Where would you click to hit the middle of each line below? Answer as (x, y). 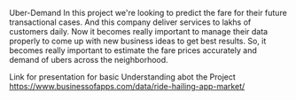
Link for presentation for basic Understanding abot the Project (123, 77)
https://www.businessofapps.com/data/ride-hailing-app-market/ (127, 86)
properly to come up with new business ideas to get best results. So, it (138, 41)
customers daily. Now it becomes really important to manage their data (139, 31)
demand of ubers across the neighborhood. (89, 60)
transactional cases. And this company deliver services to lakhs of (130, 22)
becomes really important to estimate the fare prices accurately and (133, 50)
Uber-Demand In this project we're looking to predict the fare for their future (148, 13)
